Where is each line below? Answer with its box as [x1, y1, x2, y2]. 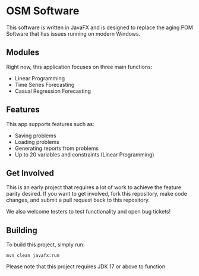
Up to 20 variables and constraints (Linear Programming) [14, 150, 154, 158]
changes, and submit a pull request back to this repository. [6, 196, 150, 203]
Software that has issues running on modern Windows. [6, 30, 141, 37]
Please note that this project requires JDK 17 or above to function [6, 263, 166, 270]
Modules [6, 48, 40, 58]
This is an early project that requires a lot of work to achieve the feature [6, 184, 182, 191]
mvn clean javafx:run [6, 253, 60, 259]
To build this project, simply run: [6, 241, 85, 248]
